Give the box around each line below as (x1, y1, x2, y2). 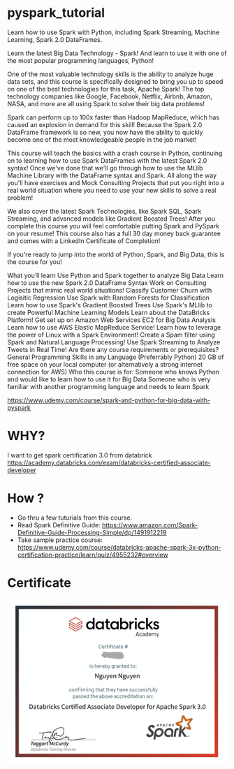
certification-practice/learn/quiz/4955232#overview (17, 550, 169, 559)
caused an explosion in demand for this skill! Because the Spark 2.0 (7, 120, 203, 129)
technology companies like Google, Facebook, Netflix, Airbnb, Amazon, (7, 92, 213, 101)
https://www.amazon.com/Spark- (101, 520, 198, 529)
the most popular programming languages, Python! (7, 56, 154, 64)
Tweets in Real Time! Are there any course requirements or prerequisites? (7, 345, 219, 353)
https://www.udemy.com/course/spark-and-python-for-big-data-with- (7, 396, 211, 404)
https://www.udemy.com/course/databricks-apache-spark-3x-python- (17, 543, 221, 551)
